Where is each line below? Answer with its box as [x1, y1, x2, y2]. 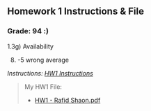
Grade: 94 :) [7, 26, 49, 36]
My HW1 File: [24, 83, 63, 91]
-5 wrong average [17, 55, 70, 64]
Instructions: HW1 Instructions [7, 69, 94, 77]
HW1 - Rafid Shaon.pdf [34, 96, 101, 104]
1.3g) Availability [7, 42, 54, 51]
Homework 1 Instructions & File [7, 6, 145, 17]
